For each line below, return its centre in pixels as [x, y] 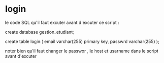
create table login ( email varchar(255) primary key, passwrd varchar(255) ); [82, 41]
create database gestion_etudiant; [40, 32]
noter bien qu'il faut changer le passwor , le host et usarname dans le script [82, 51]
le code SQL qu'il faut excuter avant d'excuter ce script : [62, 22]
